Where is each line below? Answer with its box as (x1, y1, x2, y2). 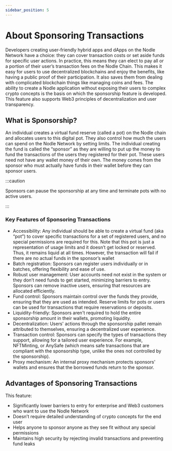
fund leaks (12, 441, 35, 447)
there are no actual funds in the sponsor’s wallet (12, 255, 115, 261)
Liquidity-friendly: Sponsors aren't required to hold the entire (12, 309, 141, 316)
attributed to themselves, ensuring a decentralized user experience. (12, 326, 156, 332)
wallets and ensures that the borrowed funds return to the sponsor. (12, 364, 155, 370)
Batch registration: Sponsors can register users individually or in (12, 260, 148, 267)
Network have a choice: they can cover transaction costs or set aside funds (5, 52, 165, 58)
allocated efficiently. (12, 288, 56, 294)
